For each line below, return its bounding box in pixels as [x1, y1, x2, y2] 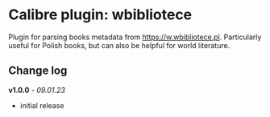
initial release [19, 100, 64, 110]
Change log [8, 64, 68, 78]
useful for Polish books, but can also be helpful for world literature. [8, 40, 231, 50]
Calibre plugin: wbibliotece [8, 6, 193, 24]
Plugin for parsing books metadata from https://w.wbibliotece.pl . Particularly [8, 32, 262, 42]
